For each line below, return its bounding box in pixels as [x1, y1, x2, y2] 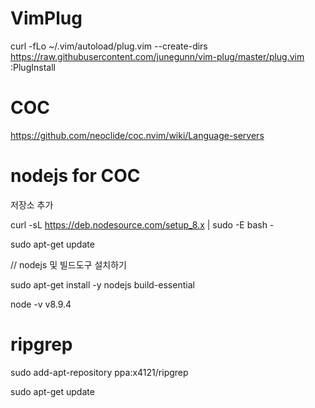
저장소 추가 [10, 198, 54, 211]
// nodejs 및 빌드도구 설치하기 [10, 258, 127, 271]
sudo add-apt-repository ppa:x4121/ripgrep [10, 366, 189, 378]
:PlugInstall [10, 61, 56, 73]
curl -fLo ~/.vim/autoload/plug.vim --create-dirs [10, 40, 208, 52]
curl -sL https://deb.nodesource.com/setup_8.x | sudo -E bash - [10, 218, 275, 231]
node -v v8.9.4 [10, 298, 72, 310]
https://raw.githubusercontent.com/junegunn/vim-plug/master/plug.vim [10, 50, 305, 62]
